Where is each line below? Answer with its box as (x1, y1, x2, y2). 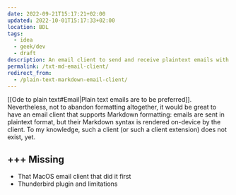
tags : (7, 30, 23, 37)
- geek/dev (13, 43, 46, 50)
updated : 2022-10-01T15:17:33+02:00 (7, 17, 115, 24)
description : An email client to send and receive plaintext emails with (7, 57, 230, 64)
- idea (13, 37, 33, 44)
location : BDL (7, 23, 49, 30)
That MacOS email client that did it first (17, 172, 131, 181)
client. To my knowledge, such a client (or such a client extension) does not (7, 125, 228, 134)
